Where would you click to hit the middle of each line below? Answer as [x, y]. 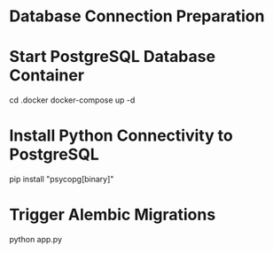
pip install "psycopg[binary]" [62, 180]
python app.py [36, 239]
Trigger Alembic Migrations [113, 215]
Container [47, 76]
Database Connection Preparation [137, 16]
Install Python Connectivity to [121, 136]
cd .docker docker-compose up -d [72, 100]
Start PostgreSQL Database [112, 57]
